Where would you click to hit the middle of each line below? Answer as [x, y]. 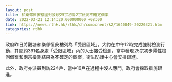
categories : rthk [24, 29]
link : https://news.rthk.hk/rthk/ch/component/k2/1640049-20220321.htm [83, 24]
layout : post [19, 10]
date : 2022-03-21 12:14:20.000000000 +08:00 [54, 19]
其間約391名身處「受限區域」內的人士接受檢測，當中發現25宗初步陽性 [88, 51]
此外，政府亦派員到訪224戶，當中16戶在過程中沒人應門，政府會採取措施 [82, 68]
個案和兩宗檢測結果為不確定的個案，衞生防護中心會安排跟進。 [75, 57]
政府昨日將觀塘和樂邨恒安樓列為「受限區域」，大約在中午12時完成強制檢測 [83, 45]
